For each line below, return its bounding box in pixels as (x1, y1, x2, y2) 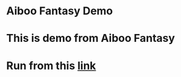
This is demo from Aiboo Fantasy (6, 32, 175, 45)
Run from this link (6, 58, 97, 72)
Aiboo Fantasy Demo (6, 4, 113, 18)
